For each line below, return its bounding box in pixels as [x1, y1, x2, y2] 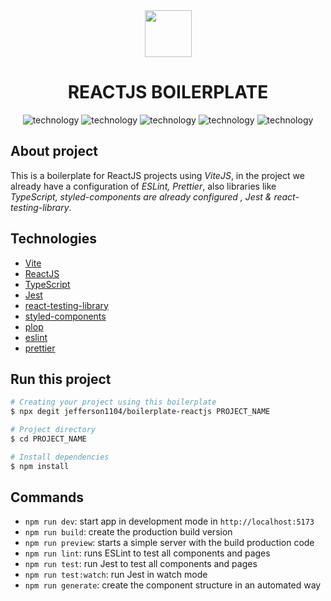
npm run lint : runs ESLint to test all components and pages [24, 547, 271, 559]
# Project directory [10, 425, 97, 435]
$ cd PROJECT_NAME [10, 434, 87, 444]
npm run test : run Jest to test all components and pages [24, 558, 258, 570]
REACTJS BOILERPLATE [67, 81, 269, 104]
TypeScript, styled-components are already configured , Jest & [10, 190, 272, 203]
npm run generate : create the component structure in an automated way [24, 579, 322, 591]
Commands [10, 489, 85, 506]
